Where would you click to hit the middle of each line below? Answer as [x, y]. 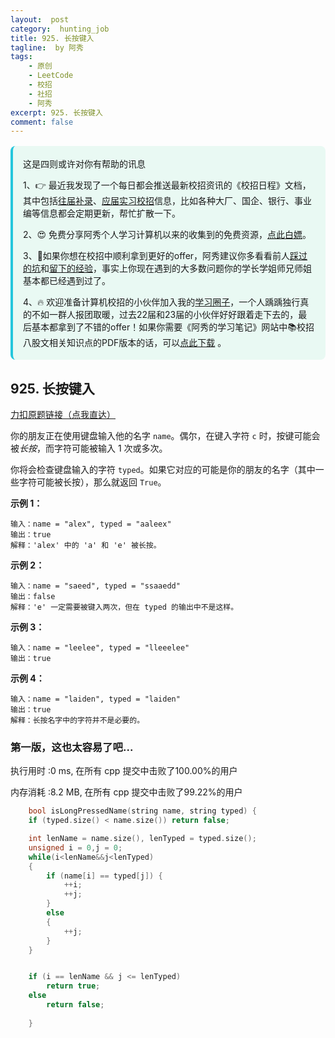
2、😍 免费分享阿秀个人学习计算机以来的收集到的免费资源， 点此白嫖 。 [167, 235]
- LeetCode [51, 76]
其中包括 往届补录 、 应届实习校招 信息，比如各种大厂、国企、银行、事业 [167, 201]
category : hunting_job [60, 29]
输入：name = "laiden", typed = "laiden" [95, 699]
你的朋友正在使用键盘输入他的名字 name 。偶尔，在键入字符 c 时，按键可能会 [165, 436]
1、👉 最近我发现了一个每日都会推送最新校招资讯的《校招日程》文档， [167, 185]
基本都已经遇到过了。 [67, 281]
